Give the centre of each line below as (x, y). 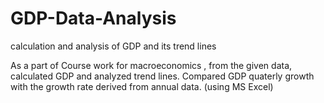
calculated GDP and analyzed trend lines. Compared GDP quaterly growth (162, 76)
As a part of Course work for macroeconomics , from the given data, (151, 65)
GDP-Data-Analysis (93, 18)
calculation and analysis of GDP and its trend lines (113, 46)
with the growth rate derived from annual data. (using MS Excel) (142, 86)
